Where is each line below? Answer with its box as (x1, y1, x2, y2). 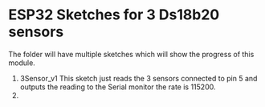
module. (8, 58, 36, 68)
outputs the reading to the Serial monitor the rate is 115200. (19, 82, 216, 92)
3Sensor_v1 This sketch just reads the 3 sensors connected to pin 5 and (19, 73, 258, 83)
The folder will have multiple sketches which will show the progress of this (8, 49, 255, 59)
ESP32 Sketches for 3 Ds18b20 (8, 6, 220, 24)
